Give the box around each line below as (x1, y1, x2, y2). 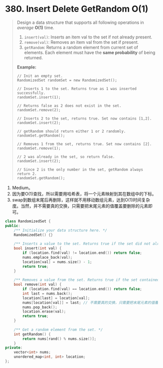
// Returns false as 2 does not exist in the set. (16, 103, 122, 108)
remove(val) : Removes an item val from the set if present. (24, 39, 139, 45)
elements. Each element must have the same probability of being (24, 50, 156, 55)
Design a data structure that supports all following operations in (16, 19, 144, 25)
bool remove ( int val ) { (14, 282, 62, 287)
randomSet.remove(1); (16, 146, 61, 151)
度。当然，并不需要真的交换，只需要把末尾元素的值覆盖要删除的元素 (12, 203, 148, 209)
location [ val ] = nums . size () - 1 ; (22, 259, 92, 264)
